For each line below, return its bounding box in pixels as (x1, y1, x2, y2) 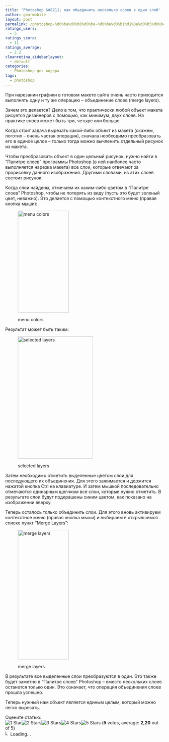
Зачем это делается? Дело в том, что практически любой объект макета (5, 107, 163, 113)
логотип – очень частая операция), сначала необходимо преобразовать (5, 132, 161, 139)
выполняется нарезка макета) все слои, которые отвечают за (5, 164, 139, 170)
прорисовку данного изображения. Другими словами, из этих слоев (5, 169, 154, 175)
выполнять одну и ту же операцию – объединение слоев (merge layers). (5, 97, 160, 103)
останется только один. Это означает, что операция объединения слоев (5, 684, 161, 690)
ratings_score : (5, 36, 37, 41)
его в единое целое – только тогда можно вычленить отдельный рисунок (5, 138, 163, 144)
